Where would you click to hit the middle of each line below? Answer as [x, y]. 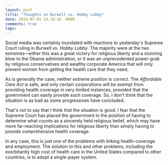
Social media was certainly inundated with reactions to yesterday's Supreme [84, 43]
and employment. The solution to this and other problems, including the [79, 146]
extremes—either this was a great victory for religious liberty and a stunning [84, 54]
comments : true [21, 24]
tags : [11, 29]
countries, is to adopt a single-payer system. [51, 157]
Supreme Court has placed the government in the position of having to [78, 115]
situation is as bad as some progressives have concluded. [65, 100]
